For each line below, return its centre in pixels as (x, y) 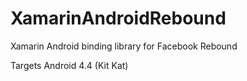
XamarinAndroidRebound (118, 18)
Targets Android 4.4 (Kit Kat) (69, 65)
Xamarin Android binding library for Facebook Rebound (124, 46)
